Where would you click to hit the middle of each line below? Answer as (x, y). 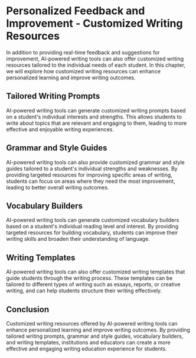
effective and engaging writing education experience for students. (86, 349)
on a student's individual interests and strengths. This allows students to (94, 117)
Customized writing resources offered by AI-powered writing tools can (92, 323)
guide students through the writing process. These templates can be (89, 278)
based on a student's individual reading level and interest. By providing (92, 227)
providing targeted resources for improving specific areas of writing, (89, 175)
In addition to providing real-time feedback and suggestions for (83, 52)
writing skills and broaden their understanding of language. (78, 239)
